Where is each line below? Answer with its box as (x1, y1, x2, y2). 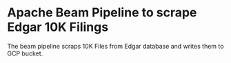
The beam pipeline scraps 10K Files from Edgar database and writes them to (7, 42, 224, 50)
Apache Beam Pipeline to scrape (7, 5, 197, 21)
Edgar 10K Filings (7, 19, 109, 35)
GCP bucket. (7, 49, 43, 58)
